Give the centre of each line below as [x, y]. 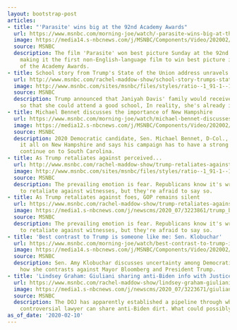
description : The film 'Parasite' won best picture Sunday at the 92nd [121, 54]
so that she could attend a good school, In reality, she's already [123, 106]
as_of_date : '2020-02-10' [45, 316]
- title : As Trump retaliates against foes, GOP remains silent [104, 197]
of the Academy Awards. [55, 66]
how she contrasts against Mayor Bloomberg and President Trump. [118, 269]
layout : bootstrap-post [42, 14]
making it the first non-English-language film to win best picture [123, 60]
